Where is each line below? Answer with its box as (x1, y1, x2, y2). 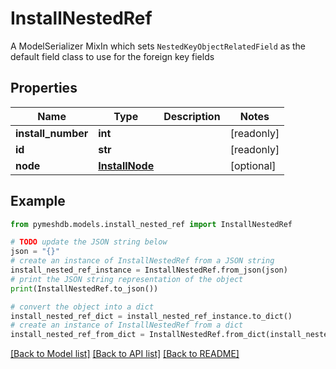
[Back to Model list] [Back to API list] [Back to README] (10, 348, 240, 360)
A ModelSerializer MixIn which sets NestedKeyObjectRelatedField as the (10, 40, 307, 52)
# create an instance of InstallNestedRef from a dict (10, 320, 244, 331)
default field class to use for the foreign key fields (10, 50, 215, 62)
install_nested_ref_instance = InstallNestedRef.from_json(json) (10, 265, 288, 276)
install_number (15, 126, 89, 140)
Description (163, 109, 221, 123)
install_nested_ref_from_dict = (10, 330, 145, 340)
